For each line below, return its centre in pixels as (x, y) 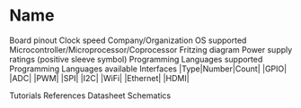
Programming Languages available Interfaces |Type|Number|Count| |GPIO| (148, 69)
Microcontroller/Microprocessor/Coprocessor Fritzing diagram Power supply (151, 49)
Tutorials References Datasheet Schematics (90, 96)
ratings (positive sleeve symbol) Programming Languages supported (136, 59)
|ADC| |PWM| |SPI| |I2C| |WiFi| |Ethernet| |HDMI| (100, 78)
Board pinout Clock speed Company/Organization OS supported (128, 40)
